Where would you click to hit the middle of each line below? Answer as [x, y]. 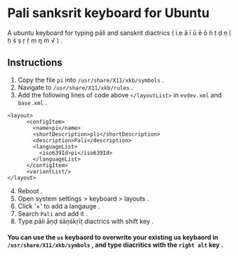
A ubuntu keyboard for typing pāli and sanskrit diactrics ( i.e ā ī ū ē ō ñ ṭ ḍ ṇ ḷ [119, 33]
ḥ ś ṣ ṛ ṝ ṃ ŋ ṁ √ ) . [35, 40]
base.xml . [32, 102]
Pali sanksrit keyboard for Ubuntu [108, 13]
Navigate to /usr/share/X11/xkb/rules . [75, 87]
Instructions [35, 63]
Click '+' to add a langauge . [59, 206]
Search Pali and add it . [53, 213]
